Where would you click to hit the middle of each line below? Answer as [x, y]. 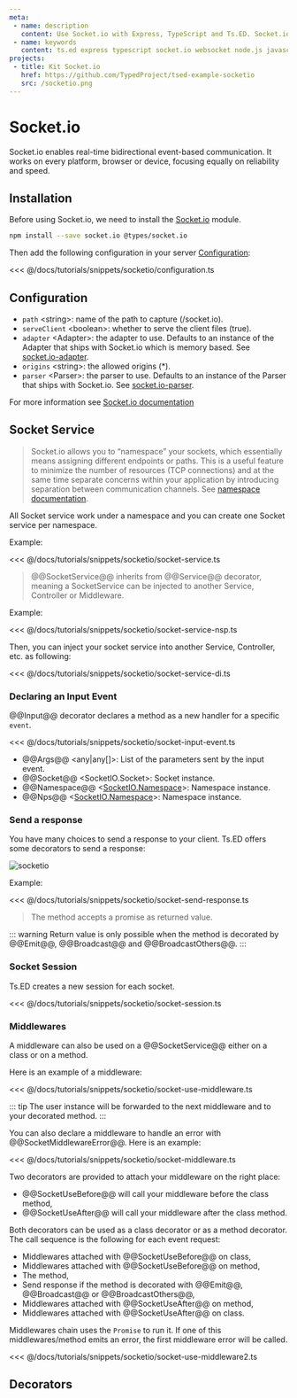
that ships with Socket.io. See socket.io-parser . [108, 385]
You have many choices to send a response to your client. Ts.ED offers [138, 839]
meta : [19, 17]
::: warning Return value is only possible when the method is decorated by [144, 935]
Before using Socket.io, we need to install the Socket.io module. [125, 220]
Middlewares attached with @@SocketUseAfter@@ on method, [137, 1304]
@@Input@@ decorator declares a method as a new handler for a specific [145, 716]
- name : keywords [45, 42]
